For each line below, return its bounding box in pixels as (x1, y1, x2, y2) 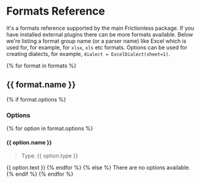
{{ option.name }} (6, 139, 52, 146)
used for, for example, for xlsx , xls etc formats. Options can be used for (6, 44, 188, 51)
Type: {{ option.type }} (21, 152, 78, 159)
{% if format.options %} (6, 95, 66, 103)
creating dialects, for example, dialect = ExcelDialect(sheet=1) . (6, 50, 171, 57)
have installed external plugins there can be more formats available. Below (6, 30, 193, 38)
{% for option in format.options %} (6, 125, 93, 132)
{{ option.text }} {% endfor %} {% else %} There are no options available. (6, 164, 191, 171)
